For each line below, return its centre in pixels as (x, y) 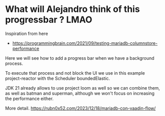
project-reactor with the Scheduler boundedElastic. (58, 78)
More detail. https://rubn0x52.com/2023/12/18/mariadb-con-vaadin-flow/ (81, 108)
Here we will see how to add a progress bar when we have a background (80, 58)
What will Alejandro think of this (73, 9)
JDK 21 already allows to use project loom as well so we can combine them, (82, 88)
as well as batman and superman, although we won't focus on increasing (80, 93)
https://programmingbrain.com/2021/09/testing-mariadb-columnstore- (85, 43)
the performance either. (29, 99)
